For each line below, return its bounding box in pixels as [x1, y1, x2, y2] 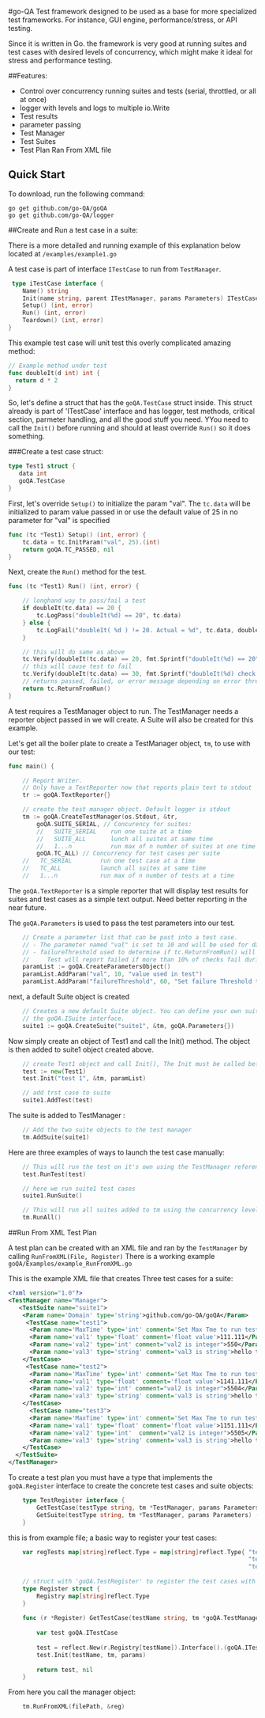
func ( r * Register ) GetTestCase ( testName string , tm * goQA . [22, 1614, 224, 1622]
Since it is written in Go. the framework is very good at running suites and [8, 39, 247, 48]
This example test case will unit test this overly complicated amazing [8, 338, 231, 347]
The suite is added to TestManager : [8, 1111, 125, 1121]
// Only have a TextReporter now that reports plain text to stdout [22, 783, 252, 792]
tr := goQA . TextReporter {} [22, 791, 111, 799]
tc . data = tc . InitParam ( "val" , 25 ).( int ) [22, 538, 160, 546]
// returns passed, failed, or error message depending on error [22, 677, 242, 685]
